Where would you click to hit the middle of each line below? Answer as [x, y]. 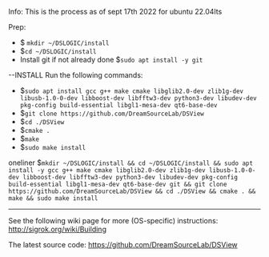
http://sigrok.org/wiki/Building [57, 229]
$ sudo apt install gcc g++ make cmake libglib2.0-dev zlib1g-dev [132, 90]
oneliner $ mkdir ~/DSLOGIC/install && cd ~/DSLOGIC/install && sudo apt [131, 163]
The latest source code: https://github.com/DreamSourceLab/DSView [123, 245]
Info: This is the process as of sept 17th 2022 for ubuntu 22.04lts [115, 12]
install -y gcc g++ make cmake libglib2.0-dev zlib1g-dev [107, 171]
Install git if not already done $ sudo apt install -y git [111, 60]
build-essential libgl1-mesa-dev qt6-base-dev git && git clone [118, 184]
